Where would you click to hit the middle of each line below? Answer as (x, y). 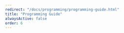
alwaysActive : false (26, 18)
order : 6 (14, 23)
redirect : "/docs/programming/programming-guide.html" (62, 9)
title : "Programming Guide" (34, 14)
